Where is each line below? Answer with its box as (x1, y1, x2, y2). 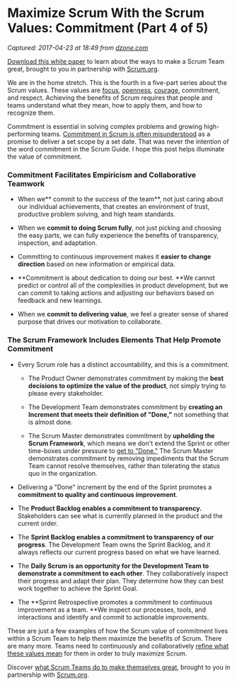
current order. (17, 519, 59, 527)
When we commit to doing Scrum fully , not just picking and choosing (17, 224, 221, 232)
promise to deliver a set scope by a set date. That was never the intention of (7, 137, 229, 146)
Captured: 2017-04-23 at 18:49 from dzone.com (7, 43, 149, 52)
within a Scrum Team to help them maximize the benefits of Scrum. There (7, 634, 222, 642)
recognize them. (7, 108, 55, 117)
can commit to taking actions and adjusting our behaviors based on (17, 289, 214, 297)
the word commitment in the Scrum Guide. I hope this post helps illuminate (7, 144, 225, 153)
